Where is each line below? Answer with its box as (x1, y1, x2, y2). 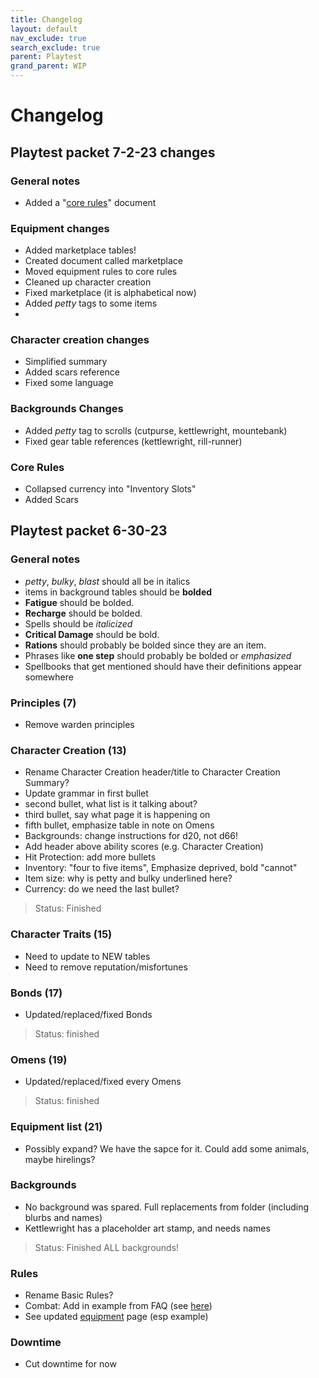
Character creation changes (10, 333, 150, 347)
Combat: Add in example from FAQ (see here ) (24, 1300, 213, 1312)
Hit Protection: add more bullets (24, 851, 157, 863)
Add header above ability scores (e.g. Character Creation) (24, 841, 264, 853)
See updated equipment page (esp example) (24, 1311, 209, 1323)
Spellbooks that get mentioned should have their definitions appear (24, 660, 303, 672)
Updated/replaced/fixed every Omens (24, 1076, 182, 1088)
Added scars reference (24, 366, 121, 378)
